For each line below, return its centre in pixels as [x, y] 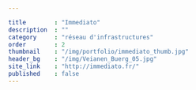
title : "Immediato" [55, 22]
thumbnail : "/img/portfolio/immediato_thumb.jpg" [99, 52]
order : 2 [37, 44]
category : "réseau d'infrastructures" [81, 37]
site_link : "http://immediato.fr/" [74, 67]
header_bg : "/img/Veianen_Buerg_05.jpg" [83, 59]
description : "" [38, 30]
